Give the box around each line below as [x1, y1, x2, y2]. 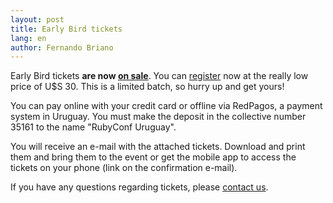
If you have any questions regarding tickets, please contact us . [10, 181, 269, 193]
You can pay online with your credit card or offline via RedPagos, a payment [10, 100, 323, 112]
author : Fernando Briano [10, 42, 114, 53]
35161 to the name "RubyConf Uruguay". [10, 121, 177, 133]
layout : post [10, 14, 65, 25]
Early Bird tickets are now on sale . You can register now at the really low [10, 70, 309, 82]
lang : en [10, 33, 47, 43]
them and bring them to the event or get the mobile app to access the [10, 151, 297, 163]
